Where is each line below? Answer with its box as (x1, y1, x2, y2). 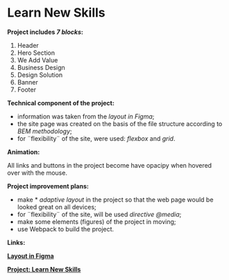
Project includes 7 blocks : (7, 28, 83, 36)
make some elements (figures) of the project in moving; (17, 217, 176, 226)
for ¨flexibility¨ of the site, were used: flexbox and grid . (17, 134, 176, 143)
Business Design (17, 63, 66, 71)
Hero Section (17, 49, 56, 57)
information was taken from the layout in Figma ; (17, 112, 155, 121)
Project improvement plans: (7, 182, 89, 190)
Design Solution (17, 71, 63, 79)
